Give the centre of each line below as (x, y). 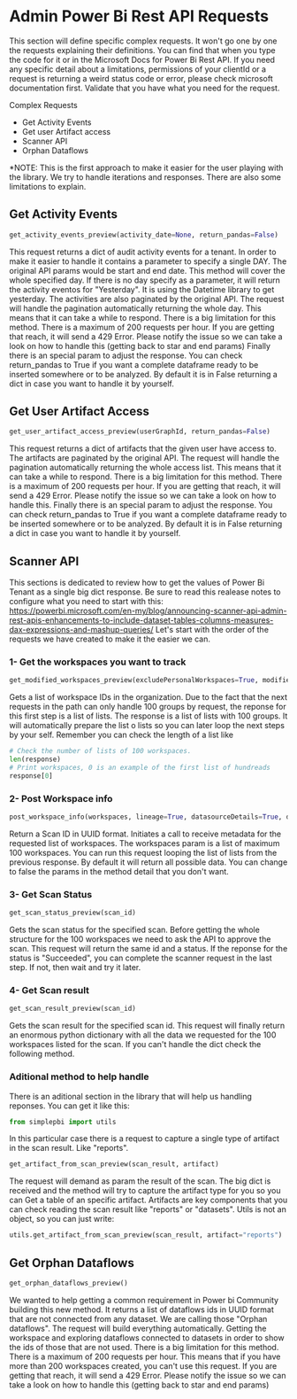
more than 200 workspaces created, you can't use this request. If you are (143, 1365)
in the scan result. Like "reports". (69, 1148)
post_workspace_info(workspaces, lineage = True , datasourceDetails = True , (146, 817)
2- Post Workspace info (61, 798)
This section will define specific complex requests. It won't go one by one (143, 41)
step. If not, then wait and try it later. (75, 968)
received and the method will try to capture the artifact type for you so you (145, 1191)
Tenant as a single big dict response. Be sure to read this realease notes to (145, 592)
